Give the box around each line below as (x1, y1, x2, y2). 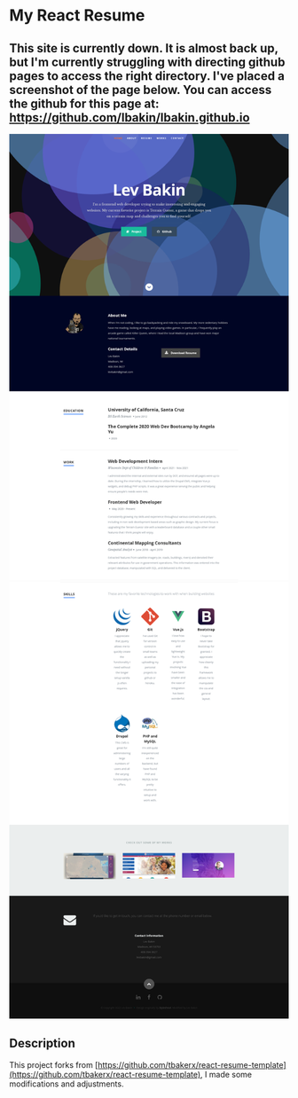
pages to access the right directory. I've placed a (9, 68, 286, 83)
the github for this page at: (9, 96, 160, 111)
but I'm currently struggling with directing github (9, 54, 286, 69)
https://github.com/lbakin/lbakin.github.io (9, 110, 250, 125)
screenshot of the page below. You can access (9, 82, 272, 98)
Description (9, 1036, 75, 1051)
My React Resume (9, 5, 145, 26)
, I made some (200, 1069, 253, 1079)
